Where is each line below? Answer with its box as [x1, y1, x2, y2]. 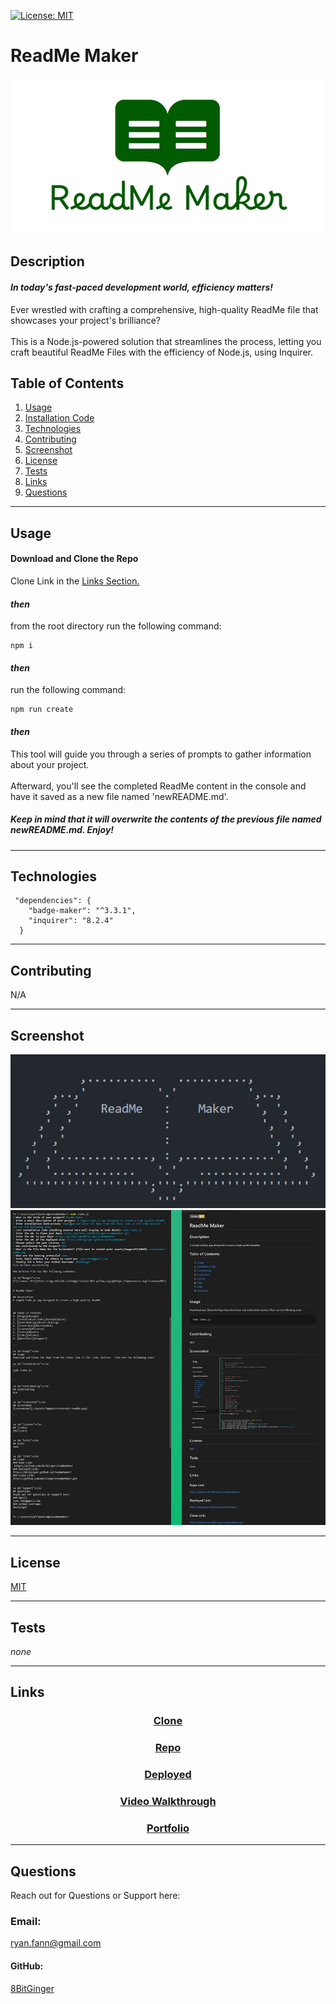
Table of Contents [10, 375, 125, 392]
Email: [10, 1915, 42, 1929]
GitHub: [10, 1960, 44, 1972]
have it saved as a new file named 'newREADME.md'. [10, 790, 229, 802]
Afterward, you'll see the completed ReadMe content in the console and [10, 780, 307, 792]
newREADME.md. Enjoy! [10, 824, 115, 836]
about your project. [10, 758, 90, 770]
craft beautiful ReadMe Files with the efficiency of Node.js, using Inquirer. [10, 346, 313, 358]
